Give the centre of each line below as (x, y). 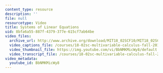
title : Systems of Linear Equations (42, 27)
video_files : (18, 36)
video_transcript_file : (33, 54)
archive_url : (23, 41)
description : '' (21, 14)
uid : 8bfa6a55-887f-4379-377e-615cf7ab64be (50, 32)
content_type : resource (29, 9)
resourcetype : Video (26, 23)
